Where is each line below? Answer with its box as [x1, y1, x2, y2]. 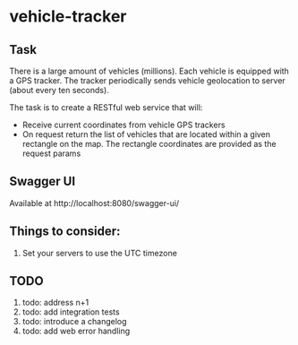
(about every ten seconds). [9, 85, 109, 95]
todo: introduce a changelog [21, 316, 127, 327]
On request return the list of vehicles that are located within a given [21, 129, 271, 140]
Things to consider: [9, 224, 121, 239]
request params [21, 148, 81, 159]
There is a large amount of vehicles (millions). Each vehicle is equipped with [9, 65, 289, 76]
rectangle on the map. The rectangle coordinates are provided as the [21, 139, 277, 149]
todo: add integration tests [21, 306, 120, 317]
